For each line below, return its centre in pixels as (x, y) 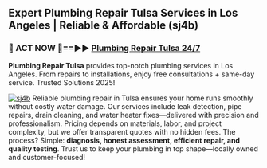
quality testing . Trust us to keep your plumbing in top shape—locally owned (133, 148)
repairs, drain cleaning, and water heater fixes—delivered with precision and (133, 115)
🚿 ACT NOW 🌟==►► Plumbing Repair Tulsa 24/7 (104, 49)
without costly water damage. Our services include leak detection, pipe (125, 106)
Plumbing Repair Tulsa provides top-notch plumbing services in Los (121, 65)
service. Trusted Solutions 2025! (62, 82)
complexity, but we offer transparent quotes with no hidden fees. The (122, 131)
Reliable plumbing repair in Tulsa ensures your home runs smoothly (143, 98)
